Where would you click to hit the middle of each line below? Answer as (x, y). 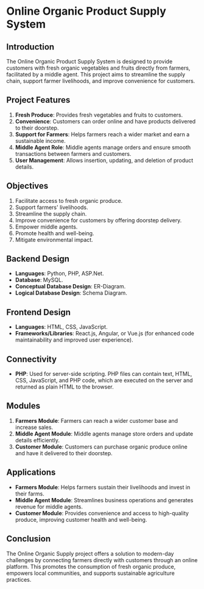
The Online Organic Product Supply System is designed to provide (90, 61)
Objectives (27, 186)
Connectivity (31, 359)
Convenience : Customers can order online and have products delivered (105, 121)
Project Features (38, 100)
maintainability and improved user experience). (74, 340)
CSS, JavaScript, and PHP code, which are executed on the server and (104, 381)
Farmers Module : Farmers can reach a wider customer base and (97, 420)
